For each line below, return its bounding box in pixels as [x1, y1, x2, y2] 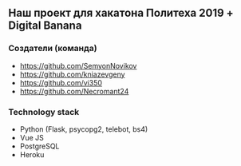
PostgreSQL [19, 141, 60, 151]
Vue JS [19, 132, 44, 142]
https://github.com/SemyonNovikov [19, 61, 137, 70]
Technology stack [8, 106, 80, 117]
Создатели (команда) [8, 43, 97, 54]
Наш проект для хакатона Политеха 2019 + [8, 6, 234, 20]
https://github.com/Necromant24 [19, 86, 129, 96]
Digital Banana [8, 19, 82, 33]
